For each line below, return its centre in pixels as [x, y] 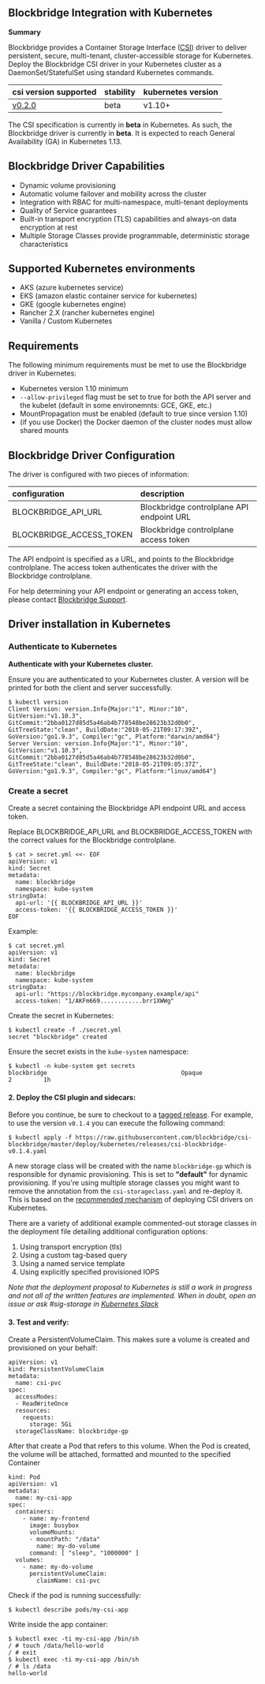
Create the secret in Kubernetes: [61, 1016]
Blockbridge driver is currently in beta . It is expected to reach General [121, 133]
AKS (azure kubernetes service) [71, 288]
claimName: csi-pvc [69, 1581]
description [163, 494]
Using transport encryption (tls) [71, 1247]
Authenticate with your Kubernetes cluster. [81, 664]
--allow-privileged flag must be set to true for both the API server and [135, 397]
